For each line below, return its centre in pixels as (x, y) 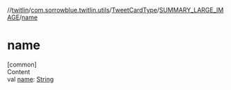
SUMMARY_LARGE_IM (191, 10)
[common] (22, 64)
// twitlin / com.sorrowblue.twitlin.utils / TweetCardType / (83, 10)
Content (19, 71)
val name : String (31, 79)
